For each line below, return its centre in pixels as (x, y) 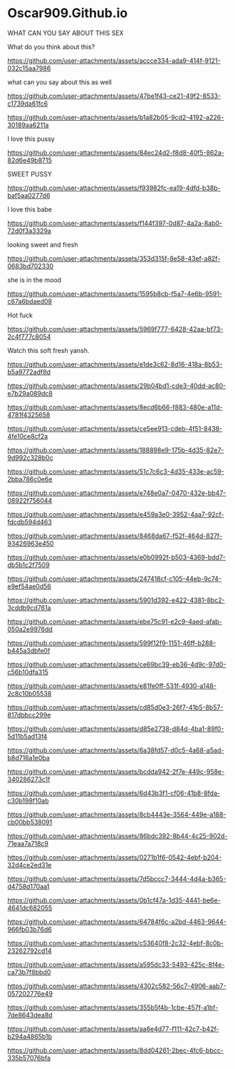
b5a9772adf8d (29, 372)
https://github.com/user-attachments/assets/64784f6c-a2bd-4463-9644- (117, 921)
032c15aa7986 (29, 68)
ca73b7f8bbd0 (29, 972)
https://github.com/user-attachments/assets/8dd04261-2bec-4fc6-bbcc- (116, 1050)
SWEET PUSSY (30, 174)
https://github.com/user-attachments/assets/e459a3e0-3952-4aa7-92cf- (116, 514)
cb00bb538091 (30, 822)
